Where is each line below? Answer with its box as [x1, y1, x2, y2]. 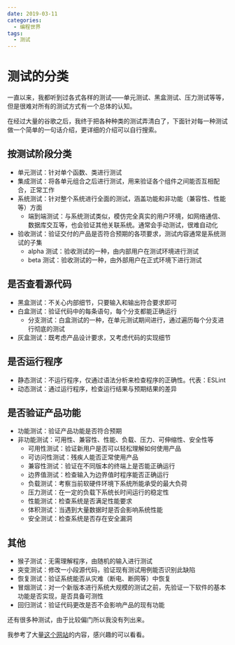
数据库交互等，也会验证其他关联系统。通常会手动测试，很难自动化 [27, 220, 218, 229]
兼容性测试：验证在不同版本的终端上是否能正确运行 [27, 462, 176, 470]
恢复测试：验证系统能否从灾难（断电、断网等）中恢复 [17, 574, 171, 583]
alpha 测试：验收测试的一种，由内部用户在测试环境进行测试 [27, 247, 199, 255]
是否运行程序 [7, 355, 63, 368]
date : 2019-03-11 [7, 10, 58, 18]
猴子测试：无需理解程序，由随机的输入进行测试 [17, 557, 152, 565]
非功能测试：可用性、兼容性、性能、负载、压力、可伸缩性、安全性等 [17, 435, 214, 444]
